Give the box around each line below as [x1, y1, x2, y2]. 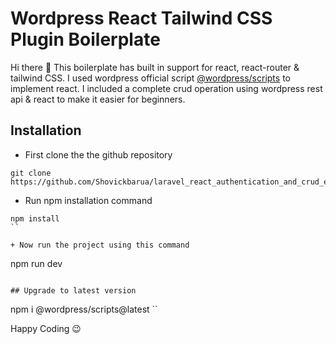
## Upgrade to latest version [10, 285, 137, 296]
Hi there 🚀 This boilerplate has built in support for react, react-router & [10, 61, 300, 73]
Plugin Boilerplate [10, 28, 161, 51]
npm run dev [10, 257, 63, 269]
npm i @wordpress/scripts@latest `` [10, 303, 158, 315]
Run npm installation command [24, 194, 153, 206]
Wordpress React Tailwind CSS [10, 7, 273, 30]
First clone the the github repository [24, 148, 173, 161]
